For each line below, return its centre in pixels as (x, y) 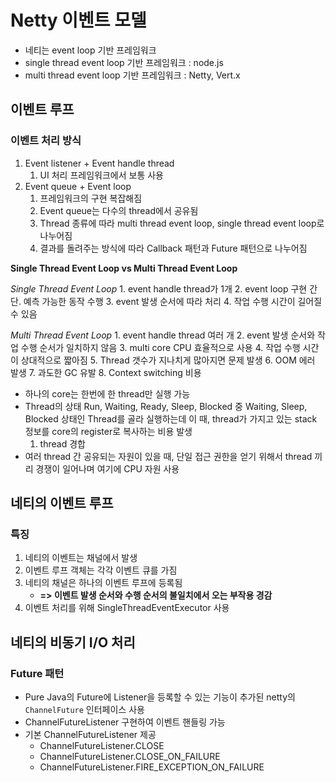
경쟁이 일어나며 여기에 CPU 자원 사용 (107, 468)
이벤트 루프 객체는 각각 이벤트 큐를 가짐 (101, 570)
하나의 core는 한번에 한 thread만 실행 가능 (107, 393)
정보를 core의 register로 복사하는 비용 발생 (108, 431)
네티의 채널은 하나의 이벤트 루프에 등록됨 (103, 583)
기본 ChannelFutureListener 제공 (90, 734)
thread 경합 (62, 443)
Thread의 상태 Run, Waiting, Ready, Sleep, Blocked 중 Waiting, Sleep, (166, 406)
